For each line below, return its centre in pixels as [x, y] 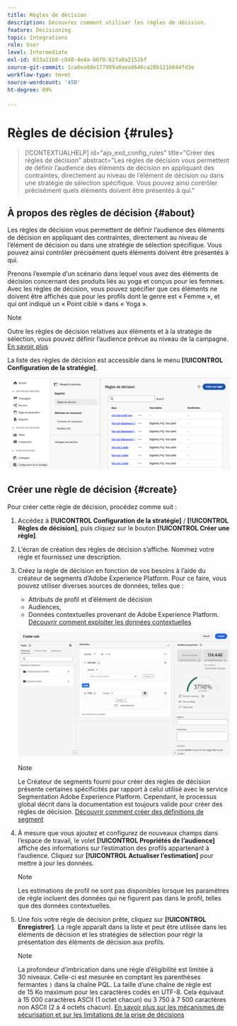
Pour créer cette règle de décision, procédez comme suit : [92, 506]
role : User [23, 45]
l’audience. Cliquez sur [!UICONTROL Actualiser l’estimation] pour [115, 855]
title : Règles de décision [47, 15]
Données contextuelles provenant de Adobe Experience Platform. [123, 614]
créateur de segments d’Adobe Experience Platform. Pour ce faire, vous [122, 578]
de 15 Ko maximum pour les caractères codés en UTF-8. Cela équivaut [121, 992]
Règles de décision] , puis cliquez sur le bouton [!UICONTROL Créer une [123, 528]
